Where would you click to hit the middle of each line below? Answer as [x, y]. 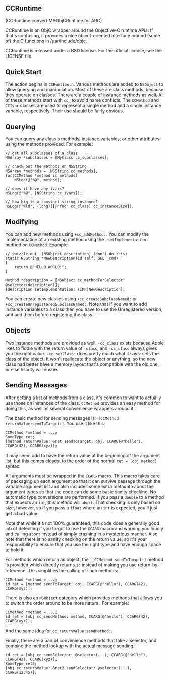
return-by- [149, 565]
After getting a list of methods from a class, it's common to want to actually [83, 398]
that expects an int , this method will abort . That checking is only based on [83, 502]
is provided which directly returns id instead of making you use [71, 565]
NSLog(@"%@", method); [38, 180]
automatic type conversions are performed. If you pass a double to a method [85, 497]
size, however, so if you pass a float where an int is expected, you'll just [81, 508]
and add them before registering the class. [49, 315]
